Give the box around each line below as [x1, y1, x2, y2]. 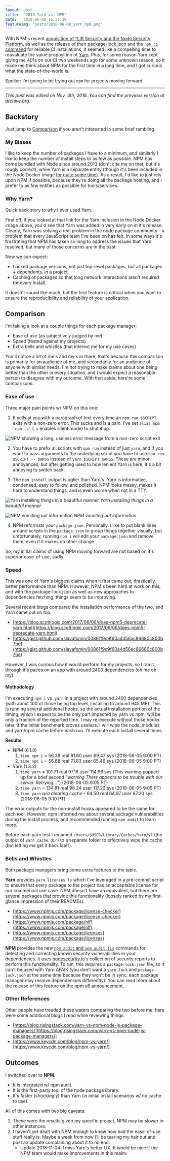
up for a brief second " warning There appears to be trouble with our [20, 774, 163, 780]
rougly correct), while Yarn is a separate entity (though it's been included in [5, 166, 163, 173]
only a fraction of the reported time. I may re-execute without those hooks [5, 717, 160, 723]
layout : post [5, 7, 33, 13]
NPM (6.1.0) [12, 747, 37, 754]
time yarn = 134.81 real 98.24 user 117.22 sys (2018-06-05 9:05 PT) [20, 785, 161, 791]
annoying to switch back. [12, 466, 65, 473]
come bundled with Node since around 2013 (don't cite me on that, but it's [5, 161, 160, 167]
